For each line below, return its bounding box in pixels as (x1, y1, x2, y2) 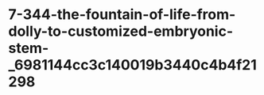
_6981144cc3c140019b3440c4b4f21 (8, 56, 257, 74)
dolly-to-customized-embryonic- (8, 22, 234, 40)
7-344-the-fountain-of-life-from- (8, 6, 236, 24)
